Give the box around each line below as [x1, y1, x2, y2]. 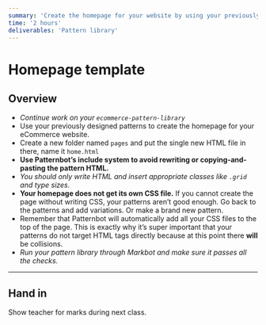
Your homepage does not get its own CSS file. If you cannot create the [19, 189, 253, 198]
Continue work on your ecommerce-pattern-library [19, 113, 186, 123]
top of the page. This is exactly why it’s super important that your [19, 223, 232, 232]
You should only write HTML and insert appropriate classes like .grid [19, 172, 247, 182]
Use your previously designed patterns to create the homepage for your [19, 121, 255, 131]
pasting [19, 163, 46, 173]
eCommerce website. [19, 130, 89, 140]
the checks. [19, 256, 59, 266]
